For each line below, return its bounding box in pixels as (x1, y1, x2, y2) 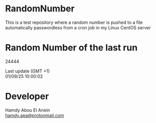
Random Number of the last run (5, 42, 138, 54)
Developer (5, 91, 49, 102)
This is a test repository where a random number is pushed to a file (5, 19, 143, 25)
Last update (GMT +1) (5, 68, 50, 74)
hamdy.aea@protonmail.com (5, 112, 64, 118)
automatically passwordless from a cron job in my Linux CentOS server (5, 24, 151, 30)
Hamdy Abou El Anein (5, 107, 50, 113)
